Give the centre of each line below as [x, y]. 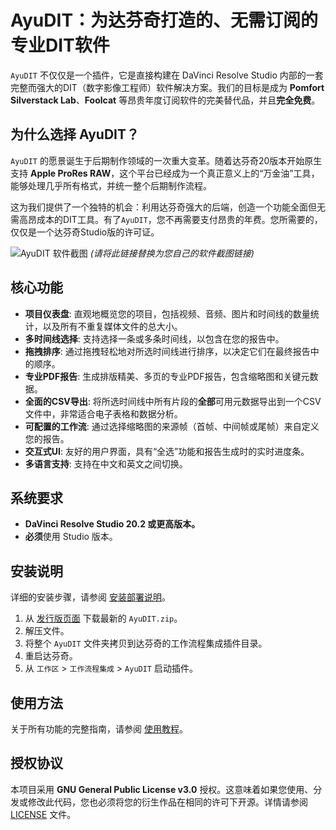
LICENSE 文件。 [43, 814]
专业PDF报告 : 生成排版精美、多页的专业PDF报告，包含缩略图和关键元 [167, 376]
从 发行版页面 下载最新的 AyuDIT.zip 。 [103, 618]
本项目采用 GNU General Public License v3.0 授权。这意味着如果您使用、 [162, 789]
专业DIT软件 [60, 45]
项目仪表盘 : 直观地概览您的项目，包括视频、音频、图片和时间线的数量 [167, 313]
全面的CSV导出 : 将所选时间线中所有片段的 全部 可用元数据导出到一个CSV [173, 401]
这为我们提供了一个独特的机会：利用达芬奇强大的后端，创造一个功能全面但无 [168, 207]
